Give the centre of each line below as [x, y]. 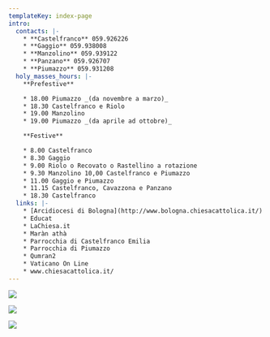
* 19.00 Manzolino [54, 114]
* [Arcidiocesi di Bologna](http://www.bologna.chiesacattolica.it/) [143, 211]
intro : [19, 24]
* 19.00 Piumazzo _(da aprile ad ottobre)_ [98, 121]
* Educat [38, 218]
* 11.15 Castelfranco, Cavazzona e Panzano [98, 188]
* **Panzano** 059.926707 [67, 62]
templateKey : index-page [50, 16]
